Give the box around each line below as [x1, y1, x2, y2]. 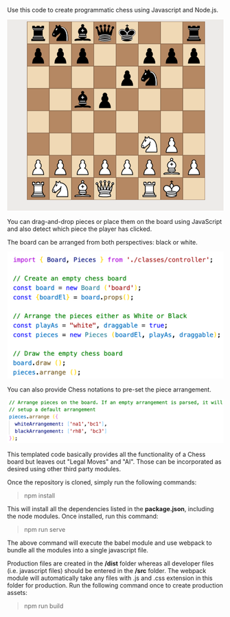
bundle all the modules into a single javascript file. [7, 546, 149, 554]
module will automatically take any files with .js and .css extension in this [7, 574, 213, 583]
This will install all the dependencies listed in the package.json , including [7, 505, 214, 513]
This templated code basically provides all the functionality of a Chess [7, 450, 206, 459]
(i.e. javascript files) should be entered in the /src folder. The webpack [7, 567, 207, 575]
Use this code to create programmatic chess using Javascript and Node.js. [7, 6, 218, 14]
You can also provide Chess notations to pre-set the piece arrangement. [7, 385, 211, 394]
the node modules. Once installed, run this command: [7, 512, 159, 521]
